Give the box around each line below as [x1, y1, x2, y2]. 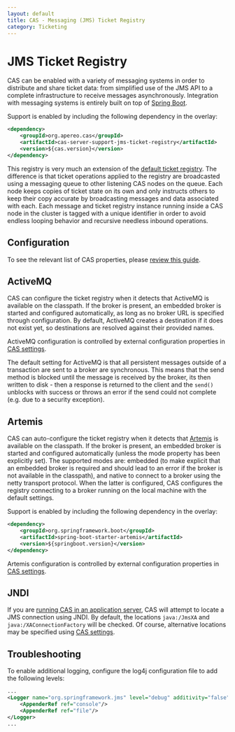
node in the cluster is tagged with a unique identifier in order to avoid [7, 209, 206, 217]
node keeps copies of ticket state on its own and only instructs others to [7, 187, 215, 195]
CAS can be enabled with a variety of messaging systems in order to [7, 76, 205, 85]
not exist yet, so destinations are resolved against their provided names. [7, 324, 215, 332]
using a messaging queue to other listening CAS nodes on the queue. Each [7, 179, 223, 187]
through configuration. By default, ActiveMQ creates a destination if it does [7, 316, 224, 325]
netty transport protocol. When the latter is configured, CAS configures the [7, 479, 223, 487]
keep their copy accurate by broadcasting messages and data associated [7, 194, 219, 203]
